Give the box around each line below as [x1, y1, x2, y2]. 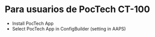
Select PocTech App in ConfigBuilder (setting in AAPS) [12, 25, 126, 31]
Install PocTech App [12, 20, 54, 26]
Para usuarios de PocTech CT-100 [5, 4, 150, 15]
